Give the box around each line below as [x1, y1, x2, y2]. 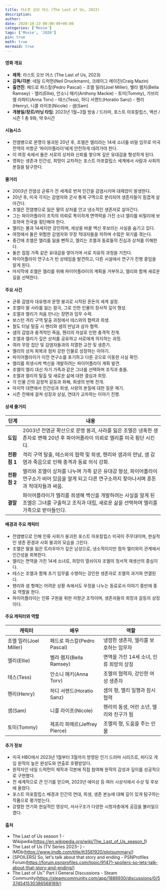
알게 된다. [12, 262, 31, 268]
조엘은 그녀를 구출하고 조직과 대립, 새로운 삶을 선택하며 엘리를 [22, 499, 158, 506]
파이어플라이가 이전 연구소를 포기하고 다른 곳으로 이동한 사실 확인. [12, 354, 139, 360]
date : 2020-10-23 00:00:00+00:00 [5, 21, 74, 26]
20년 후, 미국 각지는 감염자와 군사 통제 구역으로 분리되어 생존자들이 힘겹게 [12, 194, 155, 200]
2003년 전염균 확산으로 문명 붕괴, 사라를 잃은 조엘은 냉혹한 [22, 427, 152, 434]
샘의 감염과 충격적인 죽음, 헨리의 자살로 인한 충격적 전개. [12, 330, 121, 336]
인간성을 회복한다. [12, 552, 47, 557]
